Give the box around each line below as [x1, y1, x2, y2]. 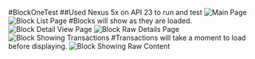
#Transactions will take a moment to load [111, 33, 246, 42]
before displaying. [8, 41, 68, 51]
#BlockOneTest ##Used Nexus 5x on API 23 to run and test [8, 8, 203, 17]
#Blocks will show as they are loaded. [69, 16, 193, 26]
